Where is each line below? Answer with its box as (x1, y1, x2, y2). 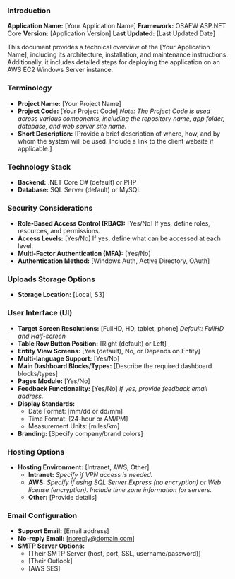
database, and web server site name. (17, 122, 127, 130)
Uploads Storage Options (7, 274, 95, 284)
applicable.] (17, 144, 52, 153)
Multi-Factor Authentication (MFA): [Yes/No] (17, 250, 151, 258)
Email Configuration (7, 511, 78, 520)
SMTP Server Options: (17, 542, 85, 550)
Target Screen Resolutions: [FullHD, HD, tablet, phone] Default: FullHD (17, 324, 224, 332)
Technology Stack (7, 162, 71, 172)
